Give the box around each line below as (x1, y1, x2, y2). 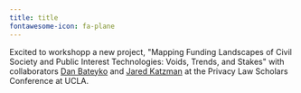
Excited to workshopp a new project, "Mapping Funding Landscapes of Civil (9, 46, 292, 57)
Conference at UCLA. (9, 75, 89, 86)
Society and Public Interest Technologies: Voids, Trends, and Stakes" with (9, 56, 285, 67)
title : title (9, 13, 59, 23)
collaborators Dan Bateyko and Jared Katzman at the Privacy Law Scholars (9, 65, 288, 77)
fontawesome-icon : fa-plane (9, 22, 116, 31)
